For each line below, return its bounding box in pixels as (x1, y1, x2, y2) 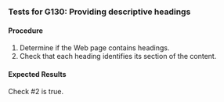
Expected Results (8, 69, 67, 78)
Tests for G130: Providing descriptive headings (8, 6, 191, 17)
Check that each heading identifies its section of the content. (19, 52, 217, 61)
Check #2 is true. (8, 87, 64, 97)
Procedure (8, 26, 43, 35)
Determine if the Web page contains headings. (19, 43, 170, 53)
